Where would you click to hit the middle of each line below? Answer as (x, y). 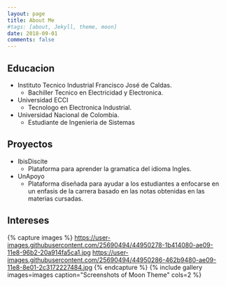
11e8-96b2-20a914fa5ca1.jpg (49, 252)
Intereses (28, 220)
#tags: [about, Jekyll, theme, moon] (62, 27)
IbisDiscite (32, 161)
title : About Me (31, 20)
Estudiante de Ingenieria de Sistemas (81, 122)
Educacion (31, 68)
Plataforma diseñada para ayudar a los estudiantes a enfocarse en (123, 184)
